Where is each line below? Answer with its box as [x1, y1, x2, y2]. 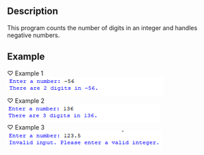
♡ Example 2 [7, 96, 45, 105]
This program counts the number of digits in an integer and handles [7, 23, 198, 32]
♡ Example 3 [7, 123, 45, 131]
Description [7, 5, 58, 17]
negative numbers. [7, 31, 60, 39]
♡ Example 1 [7, 69, 44, 77]
